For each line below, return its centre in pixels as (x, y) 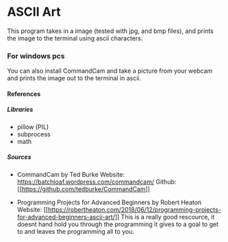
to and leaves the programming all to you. (76, 231)
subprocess (34, 134)
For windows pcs (36, 56)
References (24, 94)
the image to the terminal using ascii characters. (75, 38)
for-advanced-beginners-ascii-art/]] (68, 217)
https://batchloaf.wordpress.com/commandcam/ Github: (97, 182)
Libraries (20, 110)
